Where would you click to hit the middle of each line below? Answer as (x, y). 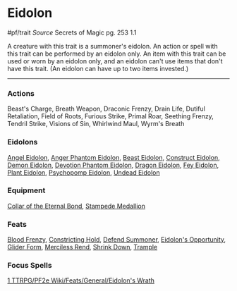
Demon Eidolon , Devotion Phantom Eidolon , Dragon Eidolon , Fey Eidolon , (113, 165)
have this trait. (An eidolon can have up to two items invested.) (98, 68)
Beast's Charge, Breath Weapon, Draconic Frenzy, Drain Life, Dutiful (107, 109)
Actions (21, 93)
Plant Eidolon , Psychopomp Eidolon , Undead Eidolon (84, 172)
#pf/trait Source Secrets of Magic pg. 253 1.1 (72, 32)
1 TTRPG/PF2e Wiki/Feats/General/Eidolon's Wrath (81, 280)
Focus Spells (30, 266)
